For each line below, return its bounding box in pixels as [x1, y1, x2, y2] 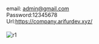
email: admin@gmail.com [6, 5, 70, 12]
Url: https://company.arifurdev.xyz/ [6, 17, 93, 25]
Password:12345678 [6, 11, 58, 18]
